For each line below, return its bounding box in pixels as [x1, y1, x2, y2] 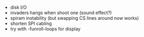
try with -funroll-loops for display [10, 26, 81, 32]
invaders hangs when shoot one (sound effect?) [10, 10, 112, 16]
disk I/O [10, 5, 27, 10]
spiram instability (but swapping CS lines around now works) [10, 15, 139, 21]
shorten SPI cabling [10, 20, 52, 26]
